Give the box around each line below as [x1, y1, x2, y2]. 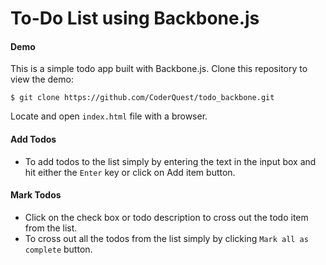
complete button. [24, 243, 93, 255]
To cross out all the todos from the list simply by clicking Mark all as [24, 232, 309, 244]
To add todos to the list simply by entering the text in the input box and [24, 155, 317, 167]
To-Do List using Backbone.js [10, 7, 260, 30]
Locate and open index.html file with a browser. [10, 110, 208, 122]
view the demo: [10, 73, 74, 86]
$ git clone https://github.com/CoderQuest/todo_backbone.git [10, 93, 275, 103]
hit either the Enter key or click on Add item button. [24, 166, 236, 178]
